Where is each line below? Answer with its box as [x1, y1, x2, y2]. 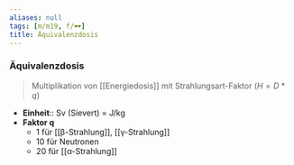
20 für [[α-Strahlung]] [35, 145, 117, 156]
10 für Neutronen [35, 136, 99, 147]
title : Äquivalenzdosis [9, 30, 99, 39]
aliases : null [9, 13, 63, 23]
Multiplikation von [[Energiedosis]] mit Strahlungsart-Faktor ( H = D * [31, 80, 286, 91]
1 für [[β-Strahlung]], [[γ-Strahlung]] [35, 126, 170, 137]
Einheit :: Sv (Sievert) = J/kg [22, 107, 126, 118]
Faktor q [22, 116, 55, 127]
